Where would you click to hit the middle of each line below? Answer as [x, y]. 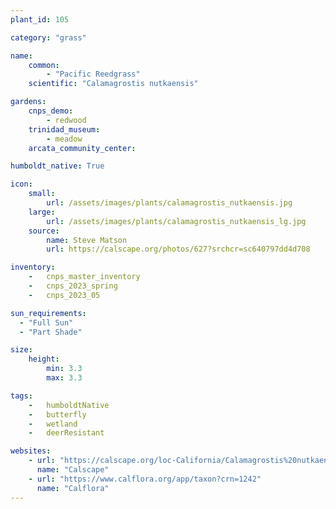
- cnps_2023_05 [64, 295]
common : [44, 65]
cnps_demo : [51, 111]
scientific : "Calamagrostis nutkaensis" [113, 84]
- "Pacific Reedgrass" [93, 74]
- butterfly [57, 414]
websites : [31, 451]
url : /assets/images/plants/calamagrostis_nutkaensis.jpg [169, 203]
